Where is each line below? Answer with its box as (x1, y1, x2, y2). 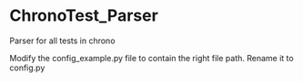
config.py (9, 62, 45, 73)
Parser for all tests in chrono (9, 35, 116, 46)
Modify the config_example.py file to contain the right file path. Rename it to (9, 52, 294, 63)
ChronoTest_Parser (9, 5, 159, 26)
